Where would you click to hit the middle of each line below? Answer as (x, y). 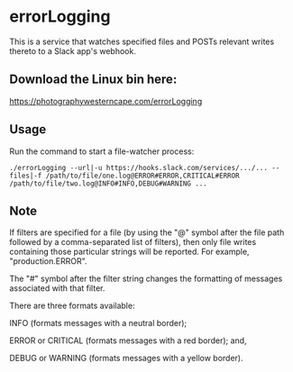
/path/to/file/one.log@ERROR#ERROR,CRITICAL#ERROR (143, 176)
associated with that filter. (57, 288)
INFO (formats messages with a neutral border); (98, 323)
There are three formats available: (72, 306)
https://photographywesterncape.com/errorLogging (106, 101)
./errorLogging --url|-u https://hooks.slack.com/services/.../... (139, 168)
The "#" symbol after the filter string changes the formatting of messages (146, 279)
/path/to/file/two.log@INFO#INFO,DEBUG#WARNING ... (108, 183)
